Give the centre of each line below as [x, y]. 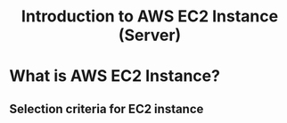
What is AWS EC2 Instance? [115, 76]
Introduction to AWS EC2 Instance [150, 16]
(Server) [150, 35]
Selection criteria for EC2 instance [107, 109]
